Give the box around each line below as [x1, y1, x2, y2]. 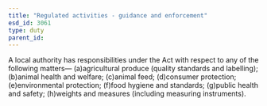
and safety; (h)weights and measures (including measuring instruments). [8, 89, 246, 99]
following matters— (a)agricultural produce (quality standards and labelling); [8, 64, 258, 74]
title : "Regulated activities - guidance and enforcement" [8, 11, 208, 20]
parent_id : [8, 33, 44, 42]
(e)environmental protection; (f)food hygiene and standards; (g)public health [8, 81, 258, 90]
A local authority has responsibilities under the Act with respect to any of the [8, 55, 259, 65]
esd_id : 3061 [8, 19, 52, 27]
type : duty [8, 26, 44, 34]
